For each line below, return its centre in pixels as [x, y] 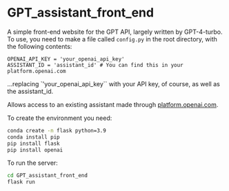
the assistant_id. [30, 91]
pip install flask [33, 143]
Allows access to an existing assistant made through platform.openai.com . [113, 104]
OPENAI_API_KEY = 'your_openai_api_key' [66, 59]
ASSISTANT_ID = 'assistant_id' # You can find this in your [96, 65]
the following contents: [40, 46]
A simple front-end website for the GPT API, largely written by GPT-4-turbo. [115, 32]
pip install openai [35, 150]
